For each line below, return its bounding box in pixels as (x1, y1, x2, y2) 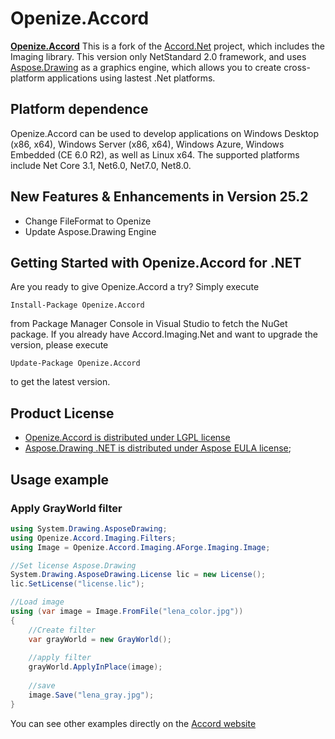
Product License (10, 405, 115, 422)
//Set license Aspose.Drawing (10, 560, 137, 571)
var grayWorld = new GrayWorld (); (28, 634, 172, 644)
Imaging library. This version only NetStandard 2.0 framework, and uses (10, 50, 307, 62)
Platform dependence (10, 101, 149, 118)
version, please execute (10, 339, 109, 351)
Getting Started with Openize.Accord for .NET (10, 254, 302, 271)
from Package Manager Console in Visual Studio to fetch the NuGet (10, 318, 288, 330)
